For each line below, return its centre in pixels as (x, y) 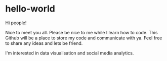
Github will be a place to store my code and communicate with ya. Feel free (84, 38)
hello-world (30, 9)
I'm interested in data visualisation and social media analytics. (70, 53)
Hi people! (16, 23)
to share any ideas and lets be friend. (44, 43)
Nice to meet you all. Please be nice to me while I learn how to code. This (81, 32)
